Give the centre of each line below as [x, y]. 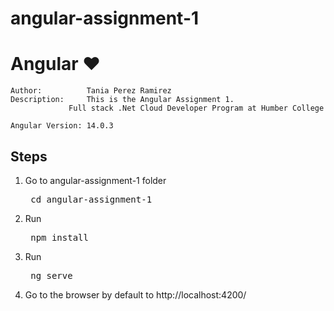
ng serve [51, 275]
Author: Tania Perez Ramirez [91, 91]
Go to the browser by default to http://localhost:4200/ [135, 294]
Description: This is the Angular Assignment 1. [122, 100]
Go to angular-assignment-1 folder [95, 180]
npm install [59, 237]
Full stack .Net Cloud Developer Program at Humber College [196, 108]
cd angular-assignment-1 [91, 199]
